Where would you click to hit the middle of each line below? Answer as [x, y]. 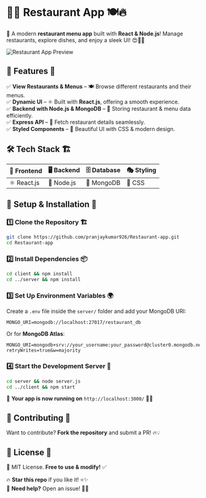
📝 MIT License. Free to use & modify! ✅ [57, 467]
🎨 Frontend [26, 171]
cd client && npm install [39, 274]
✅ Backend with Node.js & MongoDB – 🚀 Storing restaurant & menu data [99, 108]
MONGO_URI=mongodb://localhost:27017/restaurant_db [74, 323]
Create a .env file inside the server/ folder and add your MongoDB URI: [96, 311]
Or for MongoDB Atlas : [36, 334]
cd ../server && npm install [44, 280]
